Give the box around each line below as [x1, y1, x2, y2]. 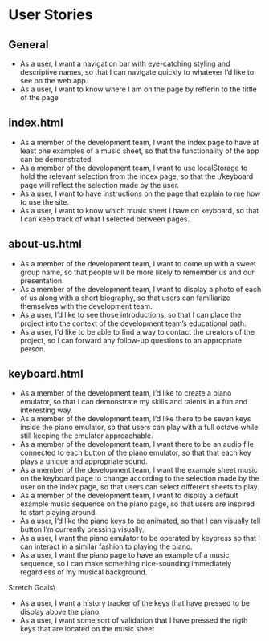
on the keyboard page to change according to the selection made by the [19, 473, 259, 483]
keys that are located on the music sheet [19, 624, 155, 634]
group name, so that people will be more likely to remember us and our [19, 267, 255, 277]
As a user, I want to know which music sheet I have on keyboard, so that [19, 205, 259, 215]
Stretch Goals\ [8, 583, 56, 593]
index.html [8, 116, 63, 130]
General [8, 38, 50, 51]
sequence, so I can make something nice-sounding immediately [19, 559, 232, 569]
